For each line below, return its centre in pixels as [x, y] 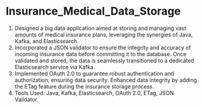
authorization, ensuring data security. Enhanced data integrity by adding [105, 80]
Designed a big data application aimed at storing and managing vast [100, 28]
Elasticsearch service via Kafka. [55, 67]
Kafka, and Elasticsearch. [46, 41]
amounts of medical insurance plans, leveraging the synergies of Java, [104, 34]
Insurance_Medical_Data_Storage [93, 11]
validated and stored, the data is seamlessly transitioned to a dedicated [104, 60]
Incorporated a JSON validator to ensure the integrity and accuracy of [103, 48]
